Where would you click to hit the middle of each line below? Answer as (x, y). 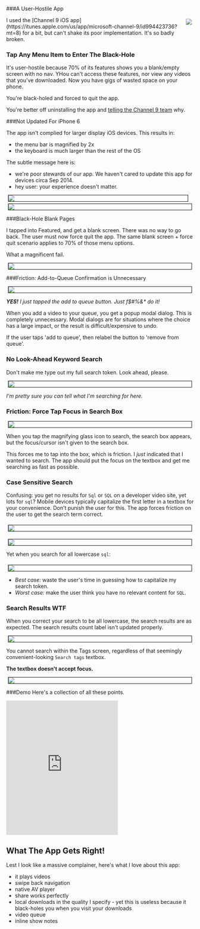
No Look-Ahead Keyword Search (54, 359)
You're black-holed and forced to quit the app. (63, 99)
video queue (30, 915)
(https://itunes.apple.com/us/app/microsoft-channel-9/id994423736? (92, 27)
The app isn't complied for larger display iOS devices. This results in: (90, 133)
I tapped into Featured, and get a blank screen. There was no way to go (94, 230)
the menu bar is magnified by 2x (54, 144)
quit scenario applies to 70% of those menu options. (71, 243)
